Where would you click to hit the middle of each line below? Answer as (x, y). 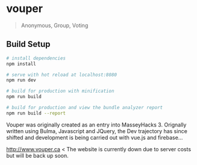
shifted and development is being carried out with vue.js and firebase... (95, 137)
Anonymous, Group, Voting (55, 25)
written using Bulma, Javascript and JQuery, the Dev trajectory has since (97, 131)
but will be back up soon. (38, 155)
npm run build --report (36, 113)
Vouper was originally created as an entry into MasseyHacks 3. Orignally (96, 125)
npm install (21, 64)
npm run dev (21, 80)
